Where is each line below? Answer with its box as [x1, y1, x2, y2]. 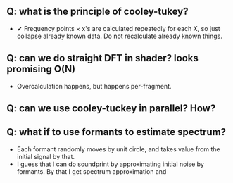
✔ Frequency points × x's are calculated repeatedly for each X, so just [16, 24, 221, 32]
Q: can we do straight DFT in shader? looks [6, 52, 199, 64]
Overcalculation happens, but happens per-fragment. [16, 82, 172, 90]
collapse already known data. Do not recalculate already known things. [16, 32, 222, 40]
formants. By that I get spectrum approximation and [16, 167, 167, 175]
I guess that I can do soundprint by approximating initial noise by [16, 160, 205, 168]
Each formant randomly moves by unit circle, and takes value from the [16, 144, 221, 153]
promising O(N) [6, 63, 75, 75]
